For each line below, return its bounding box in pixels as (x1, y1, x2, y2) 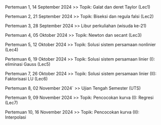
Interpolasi (5, 114, 27, 120)
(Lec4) (5, 47, 18, 52)
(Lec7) (5, 100, 18, 106)
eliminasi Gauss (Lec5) (5, 62, 51, 67)
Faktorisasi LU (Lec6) (5, 76, 48, 81)
